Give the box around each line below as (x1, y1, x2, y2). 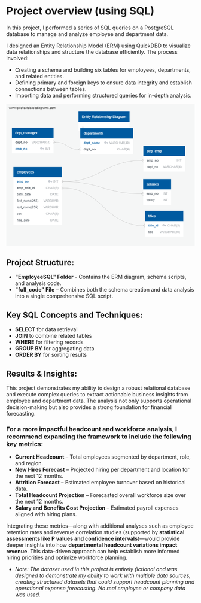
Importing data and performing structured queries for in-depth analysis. (14, 92, 192, 99)
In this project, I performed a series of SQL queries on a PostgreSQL (6, 24, 175, 31)
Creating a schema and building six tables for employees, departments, (14, 66, 191, 73)
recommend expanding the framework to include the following (6, 432, 191, 441)
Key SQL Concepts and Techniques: (6, 310, 143, 320)
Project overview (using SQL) (6, 4, 154, 18)
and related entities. (14, 72, 64, 80)
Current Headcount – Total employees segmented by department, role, (14, 453, 191, 460)
